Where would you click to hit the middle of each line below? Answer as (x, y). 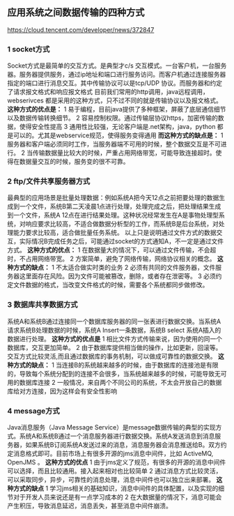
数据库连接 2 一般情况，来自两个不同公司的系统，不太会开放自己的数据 (120, 382)
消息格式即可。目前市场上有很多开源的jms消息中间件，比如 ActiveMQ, (113, 453)
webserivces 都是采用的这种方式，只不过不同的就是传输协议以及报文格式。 (115, 100)
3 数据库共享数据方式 (42, 305)
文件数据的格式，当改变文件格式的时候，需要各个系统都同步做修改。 (111, 285)
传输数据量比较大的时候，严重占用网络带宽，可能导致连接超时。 (124, 153)
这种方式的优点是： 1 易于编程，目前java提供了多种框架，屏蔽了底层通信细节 (117, 109)
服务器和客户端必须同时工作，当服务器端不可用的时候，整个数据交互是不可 (114, 144)
